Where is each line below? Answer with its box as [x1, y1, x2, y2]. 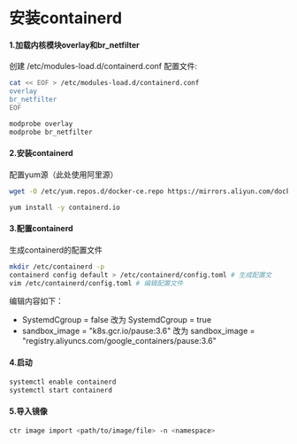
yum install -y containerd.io [9, 203, 121, 212]
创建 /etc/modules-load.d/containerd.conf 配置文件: [9, 61, 197, 72]
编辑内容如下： [9, 296, 64, 307]
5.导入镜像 [9, 405, 49, 417]
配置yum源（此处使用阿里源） [9, 169, 118, 180]
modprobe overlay [9, 119, 73, 129]
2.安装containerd [9, 148, 73, 159]
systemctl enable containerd [9, 378, 117, 386]
